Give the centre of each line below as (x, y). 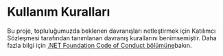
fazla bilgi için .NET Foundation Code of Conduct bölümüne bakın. (99, 45)
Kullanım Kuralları (59, 12)
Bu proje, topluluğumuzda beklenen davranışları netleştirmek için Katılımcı (111, 31)
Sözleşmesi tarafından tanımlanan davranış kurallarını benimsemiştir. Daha (112, 38)
